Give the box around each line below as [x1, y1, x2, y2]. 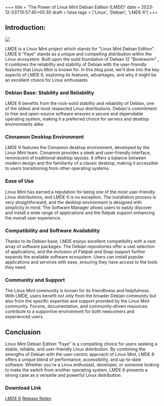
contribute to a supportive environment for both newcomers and [5, 308, 135, 314]
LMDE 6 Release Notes [5, 396, 51, 402]
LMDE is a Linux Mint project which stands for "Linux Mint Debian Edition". [5, 46, 155, 51]
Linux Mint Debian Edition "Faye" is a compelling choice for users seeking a [5, 341, 158, 347]
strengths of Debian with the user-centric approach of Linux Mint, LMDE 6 [5, 352, 155, 357]
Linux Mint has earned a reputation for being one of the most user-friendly [5, 189, 155, 195]
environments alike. [5, 121, 45, 127]
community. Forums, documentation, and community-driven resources [5, 304, 148, 309]
